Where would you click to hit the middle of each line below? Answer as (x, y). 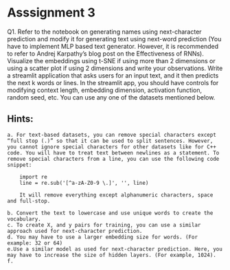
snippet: (20, 165)
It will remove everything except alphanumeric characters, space (116, 195)
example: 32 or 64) (35, 243)
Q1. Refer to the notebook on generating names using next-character (104, 32)
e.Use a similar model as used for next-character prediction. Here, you (115, 249)
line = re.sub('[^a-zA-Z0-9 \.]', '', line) (84, 183)
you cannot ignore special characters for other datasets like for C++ (112, 147)
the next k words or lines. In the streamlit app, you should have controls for (113, 82)
